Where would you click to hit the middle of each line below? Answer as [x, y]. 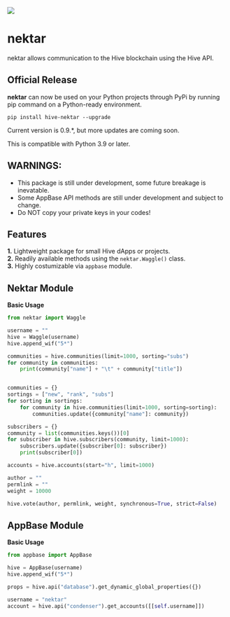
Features [27, 234]
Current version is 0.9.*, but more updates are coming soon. [93, 130]
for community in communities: [53, 363]
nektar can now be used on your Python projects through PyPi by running [114, 97]
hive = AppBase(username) [45, 568]
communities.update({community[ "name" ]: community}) [111, 414]
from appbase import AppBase [50, 555]
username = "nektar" [37, 599]
